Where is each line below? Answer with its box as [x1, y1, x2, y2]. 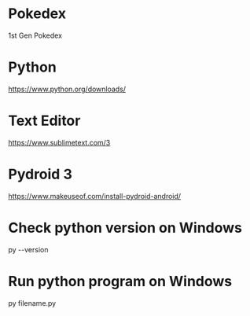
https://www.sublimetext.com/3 [8, 138, 111, 147]
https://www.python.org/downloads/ [8, 84, 127, 94]
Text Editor [8, 112, 81, 130]
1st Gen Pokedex [8, 31, 63, 40]
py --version [8, 244, 49, 254]
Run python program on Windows [8, 272, 233, 290]
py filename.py [8, 298, 57, 307]
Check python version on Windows [8, 219, 242, 237]
